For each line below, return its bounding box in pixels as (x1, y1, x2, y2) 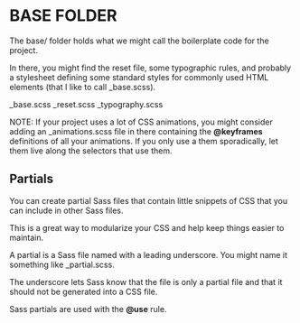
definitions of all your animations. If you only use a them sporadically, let (9, 135, 278, 146)
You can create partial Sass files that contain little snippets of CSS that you (9, 195, 287, 206)
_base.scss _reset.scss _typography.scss (9, 98, 164, 109)
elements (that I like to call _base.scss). (9, 81, 156, 92)
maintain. (9, 232, 43, 243)
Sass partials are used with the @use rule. (9, 303, 167, 314)
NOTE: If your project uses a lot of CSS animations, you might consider (9, 116, 273, 127)
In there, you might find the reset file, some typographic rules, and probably (9, 62, 292, 73)
